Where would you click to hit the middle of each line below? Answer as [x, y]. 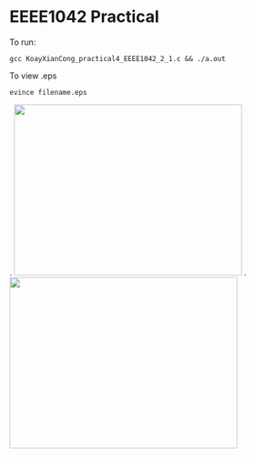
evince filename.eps [49, 92]
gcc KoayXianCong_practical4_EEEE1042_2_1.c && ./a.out [117, 58]
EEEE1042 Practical [84, 17]
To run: [23, 42]
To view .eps [33, 76]
